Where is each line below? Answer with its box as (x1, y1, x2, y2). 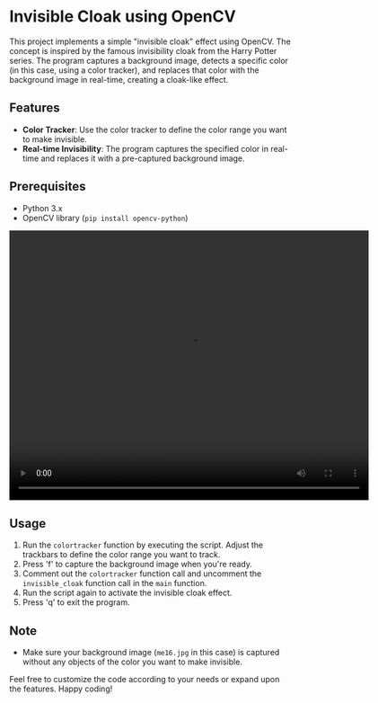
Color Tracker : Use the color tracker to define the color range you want (22, 124, 287, 135)
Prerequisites (9, 179, 86, 194)
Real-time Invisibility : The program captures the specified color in (22, 143, 269, 154)
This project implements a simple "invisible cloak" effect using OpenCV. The (9, 36, 292, 47)
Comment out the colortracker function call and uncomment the (22, 568, 262, 579)
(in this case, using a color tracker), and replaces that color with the (9, 65, 259, 76)
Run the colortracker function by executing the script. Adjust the (22, 539, 263, 550)
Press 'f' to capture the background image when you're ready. (22, 559, 253, 570)
